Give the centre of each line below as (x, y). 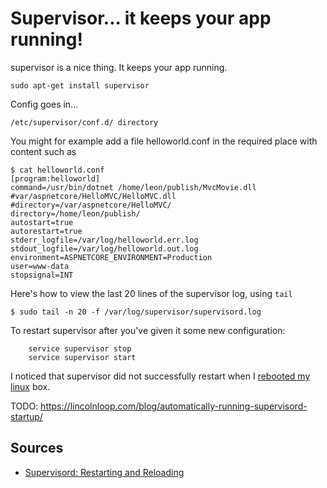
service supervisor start (82, 357)
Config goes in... (44, 104)
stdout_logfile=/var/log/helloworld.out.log (104, 248)
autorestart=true (46, 231)
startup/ (26, 416)
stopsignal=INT (42, 275)
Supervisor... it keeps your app (141, 18)
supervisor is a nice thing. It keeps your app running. (119, 67)
